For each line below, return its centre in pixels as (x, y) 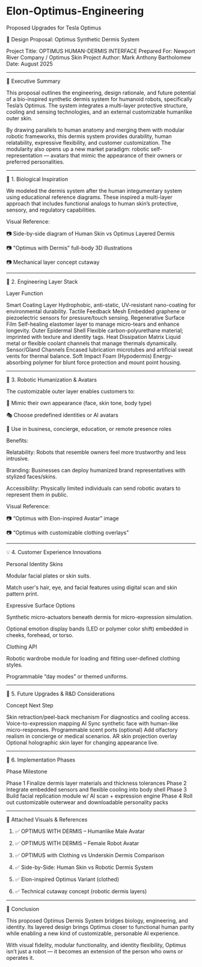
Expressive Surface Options (41, 605)
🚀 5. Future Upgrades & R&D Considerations (61, 694)
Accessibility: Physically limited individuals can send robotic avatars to (93, 488)
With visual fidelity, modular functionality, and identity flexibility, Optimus (96, 945)
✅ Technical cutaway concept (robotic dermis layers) (81, 891)
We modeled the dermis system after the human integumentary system (94, 191)
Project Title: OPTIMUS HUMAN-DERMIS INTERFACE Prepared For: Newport (101, 51)
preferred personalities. (35, 162)
